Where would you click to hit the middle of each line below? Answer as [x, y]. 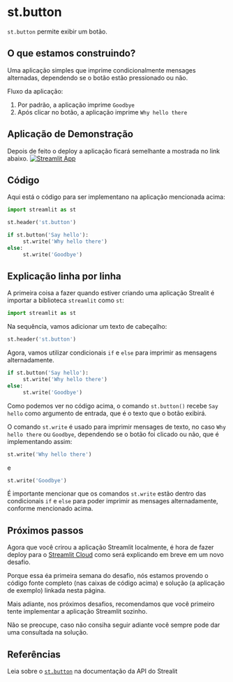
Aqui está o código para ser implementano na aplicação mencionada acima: [116, 197]
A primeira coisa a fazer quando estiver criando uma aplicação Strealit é [111, 293]
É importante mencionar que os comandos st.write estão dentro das [107, 494]
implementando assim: [40, 441]
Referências [34, 654]
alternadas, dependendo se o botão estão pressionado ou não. [98, 77]
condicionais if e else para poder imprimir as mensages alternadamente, [113, 501]
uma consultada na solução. [48, 632]
